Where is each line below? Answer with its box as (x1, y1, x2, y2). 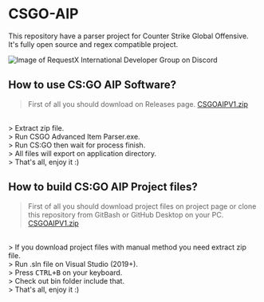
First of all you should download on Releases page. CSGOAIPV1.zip (27, 99, 249, 108)
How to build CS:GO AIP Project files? (8, 180, 198, 194)
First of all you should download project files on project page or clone (27, 201, 257, 211)
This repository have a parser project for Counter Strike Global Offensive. (8, 31, 249, 41)
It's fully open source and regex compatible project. (8, 39, 179, 49)
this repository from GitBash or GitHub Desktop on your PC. (27, 210, 224, 219)
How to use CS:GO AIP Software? (8, 78, 177, 92)
